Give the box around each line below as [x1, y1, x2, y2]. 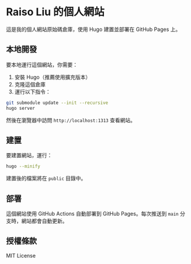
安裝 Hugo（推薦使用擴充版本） [14, 74, 91, 81]
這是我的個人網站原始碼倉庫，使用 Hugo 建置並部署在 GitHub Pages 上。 [6, 26, 181, 33]
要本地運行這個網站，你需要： [6, 61, 78, 68]
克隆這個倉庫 [14, 81, 46, 88]
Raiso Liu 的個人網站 [6, 5, 105, 19]
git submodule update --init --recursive [6, 100, 109, 106]
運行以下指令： [14, 88, 51, 95]
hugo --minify [6, 164, 41, 169]
